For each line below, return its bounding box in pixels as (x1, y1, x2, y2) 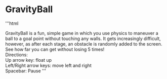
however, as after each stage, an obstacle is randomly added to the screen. (5, 41, 162, 47)
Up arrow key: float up (5, 57, 52, 63)
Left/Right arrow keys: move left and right (5, 62, 92, 68)
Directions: (5, 52, 28, 58)
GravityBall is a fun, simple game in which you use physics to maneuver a (5, 30, 158, 36)
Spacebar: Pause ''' (5, 67, 47, 74)
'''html (5, 20, 19, 26)
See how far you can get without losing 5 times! (5, 46, 105, 52)
